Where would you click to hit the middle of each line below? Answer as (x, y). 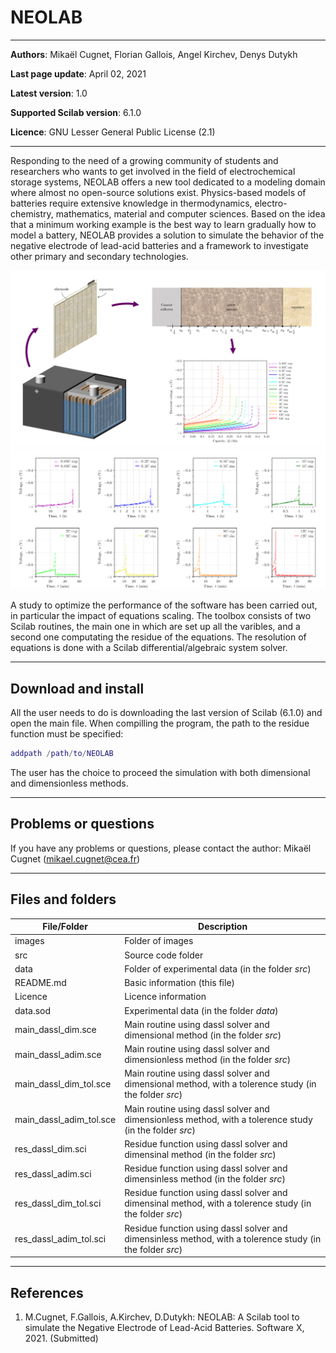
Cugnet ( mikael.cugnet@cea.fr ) (75, 858)
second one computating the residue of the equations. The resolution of (158, 637)
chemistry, (32, 213)
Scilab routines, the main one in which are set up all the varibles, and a (155, 627)
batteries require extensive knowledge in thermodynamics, (131, 203)
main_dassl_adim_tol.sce (65, 1119)
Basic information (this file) (180, 983)
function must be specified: (67, 734)
